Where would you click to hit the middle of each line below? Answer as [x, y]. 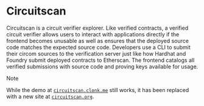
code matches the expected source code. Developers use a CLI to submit [98, 47]
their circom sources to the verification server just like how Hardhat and [96, 53]
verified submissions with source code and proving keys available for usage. [102, 66]
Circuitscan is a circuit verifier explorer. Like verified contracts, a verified [97, 28]
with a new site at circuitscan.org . [50, 96]
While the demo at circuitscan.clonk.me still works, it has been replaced [98, 90]
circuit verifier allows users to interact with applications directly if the [93, 34]
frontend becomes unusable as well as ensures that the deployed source [97, 41]
